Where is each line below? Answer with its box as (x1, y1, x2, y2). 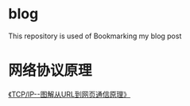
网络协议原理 (8, 61, 93, 80)
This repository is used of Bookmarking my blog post (8, 31, 182, 41)
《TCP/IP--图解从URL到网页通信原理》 (8, 89, 131, 99)
